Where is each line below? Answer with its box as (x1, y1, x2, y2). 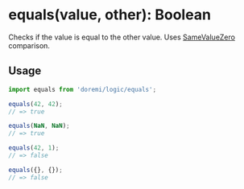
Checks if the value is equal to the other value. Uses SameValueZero (8, 32, 236, 42)
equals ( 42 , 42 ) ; (8, 100, 63, 108)
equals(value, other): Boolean (8, 6, 212, 24)
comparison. (8, 40, 51, 50)
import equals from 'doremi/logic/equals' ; (8, 85, 157, 93)
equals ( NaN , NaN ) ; (8, 122, 70, 130)
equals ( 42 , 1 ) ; (8, 144, 60, 152)
